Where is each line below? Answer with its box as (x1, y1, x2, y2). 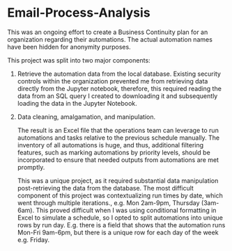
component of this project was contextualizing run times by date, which (17, 191, 223, 200)
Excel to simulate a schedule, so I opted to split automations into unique (17, 213, 223, 222)
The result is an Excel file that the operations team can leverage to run (17, 126, 219, 134)
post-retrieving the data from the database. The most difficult (17, 184, 194, 192)
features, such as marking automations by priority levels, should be (17, 148, 210, 156)
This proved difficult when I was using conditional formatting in (36, 206, 217, 214)
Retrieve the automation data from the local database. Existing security (17, 70, 222, 78)
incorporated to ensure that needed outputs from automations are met (17, 155, 219, 164)
